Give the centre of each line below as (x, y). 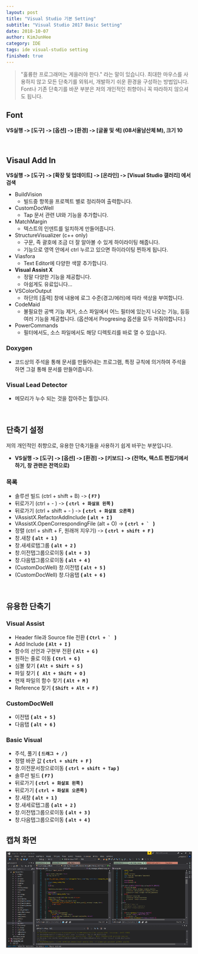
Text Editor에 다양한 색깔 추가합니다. (65, 263)
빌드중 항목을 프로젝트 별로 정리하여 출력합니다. (78, 202)
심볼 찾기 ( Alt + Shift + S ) (49, 665)
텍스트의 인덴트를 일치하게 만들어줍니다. (69, 229)
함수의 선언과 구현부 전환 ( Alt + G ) (56, 651)
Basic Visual (24, 740)
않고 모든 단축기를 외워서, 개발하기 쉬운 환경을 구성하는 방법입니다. (113, 81)
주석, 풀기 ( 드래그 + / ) (41, 754)
